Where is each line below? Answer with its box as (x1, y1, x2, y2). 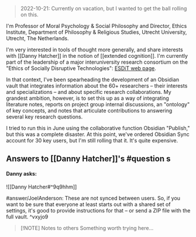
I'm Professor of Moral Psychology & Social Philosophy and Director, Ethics (6, 23, 187, 29)
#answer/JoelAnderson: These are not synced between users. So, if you (6, 194, 180, 201)
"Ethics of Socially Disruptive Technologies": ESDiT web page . (6, 65, 156, 72)
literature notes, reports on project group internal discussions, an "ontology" (6, 101, 190, 107)
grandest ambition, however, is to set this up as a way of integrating (6, 95, 170, 102)
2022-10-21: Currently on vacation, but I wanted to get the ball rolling (20, 5, 187, 12)
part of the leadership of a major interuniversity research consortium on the (6, 58, 188, 65)
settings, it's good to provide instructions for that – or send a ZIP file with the (6, 207, 191, 214)
